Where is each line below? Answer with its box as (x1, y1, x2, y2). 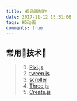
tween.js (29, 70, 50, 77)
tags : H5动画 (6, 19, 36, 25)
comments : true (6, 25, 43, 31)
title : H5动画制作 (6, 8, 48, 15)
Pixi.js (29, 64, 44, 71)
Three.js (29, 82, 50, 89)
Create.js (29, 89, 51, 96)
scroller (29, 76, 48, 83)
